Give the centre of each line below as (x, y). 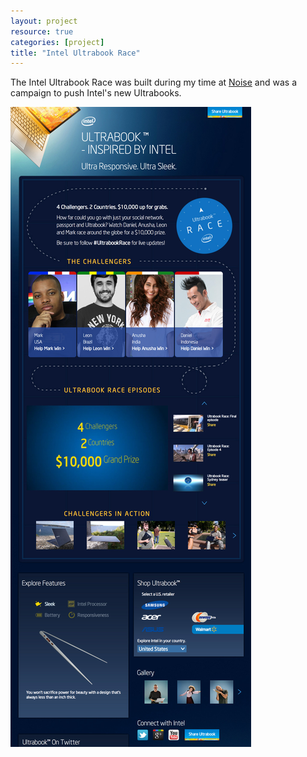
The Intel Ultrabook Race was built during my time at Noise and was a (153, 82)
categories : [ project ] (57, 42)
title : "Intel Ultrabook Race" (75, 53)
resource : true (42, 31)
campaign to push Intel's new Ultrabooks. (96, 93)
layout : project (44, 21)
